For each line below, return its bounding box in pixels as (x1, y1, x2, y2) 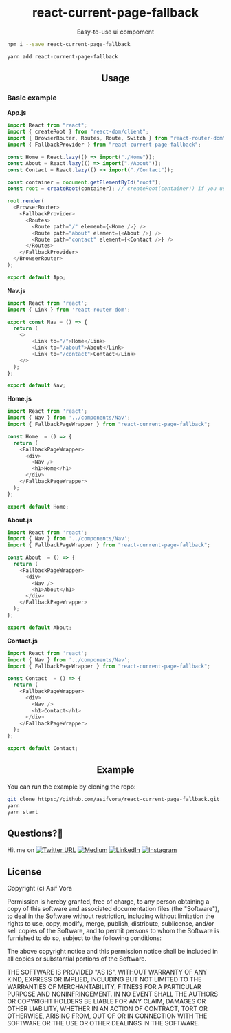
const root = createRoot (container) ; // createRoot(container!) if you (7, 185, 217, 192)
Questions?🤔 (7, 827, 64, 839)
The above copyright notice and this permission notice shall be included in (7, 948, 218, 956)
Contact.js (7, 637, 38, 645)
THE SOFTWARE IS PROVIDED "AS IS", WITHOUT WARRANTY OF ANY (7, 968, 208, 977)
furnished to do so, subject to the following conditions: (7, 934, 162, 942)
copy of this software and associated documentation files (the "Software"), (7, 905, 220, 913)
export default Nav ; (7, 382, 67, 390)
